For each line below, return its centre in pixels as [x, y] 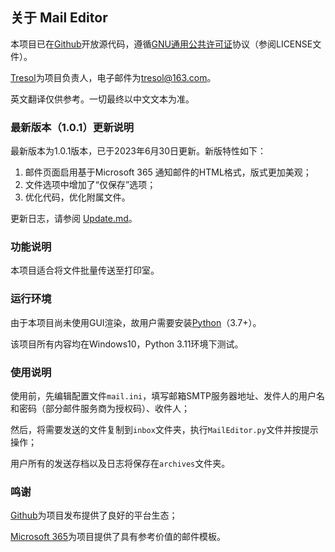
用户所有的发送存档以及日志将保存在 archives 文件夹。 [120, 463]
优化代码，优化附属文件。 [77, 197]
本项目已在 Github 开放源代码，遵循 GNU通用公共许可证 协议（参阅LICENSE [161, 44]
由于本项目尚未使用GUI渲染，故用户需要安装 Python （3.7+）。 [136, 322]
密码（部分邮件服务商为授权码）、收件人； [104, 408]
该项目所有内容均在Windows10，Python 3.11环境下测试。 [127, 344]
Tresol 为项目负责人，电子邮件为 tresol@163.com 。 [113, 77]
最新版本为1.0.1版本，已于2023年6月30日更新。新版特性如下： [138, 151]
